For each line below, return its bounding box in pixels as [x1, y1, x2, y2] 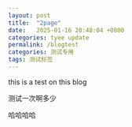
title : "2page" [8, 19, 61, 27]
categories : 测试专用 [8, 48, 75, 56]
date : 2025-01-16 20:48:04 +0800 [8, 26, 125, 34]
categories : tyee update [8, 33, 90, 42]
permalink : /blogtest [8, 41, 79, 49]
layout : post [8, 11, 51, 20]
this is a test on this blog [8, 77, 87, 87]
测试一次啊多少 [8, 93, 57, 103]
